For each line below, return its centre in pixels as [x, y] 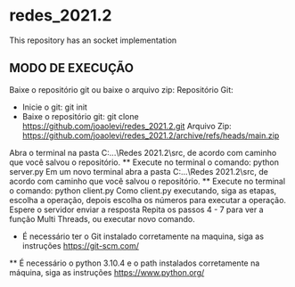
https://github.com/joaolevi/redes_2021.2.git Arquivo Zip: [127, 126]
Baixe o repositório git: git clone [81, 116]
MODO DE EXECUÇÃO [71, 68]
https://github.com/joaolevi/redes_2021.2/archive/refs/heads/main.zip [151, 135]
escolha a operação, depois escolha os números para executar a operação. [148, 200]
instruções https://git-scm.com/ [81, 245]
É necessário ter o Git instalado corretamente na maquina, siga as [143, 236]
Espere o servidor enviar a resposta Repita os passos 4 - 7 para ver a [137, 209]
